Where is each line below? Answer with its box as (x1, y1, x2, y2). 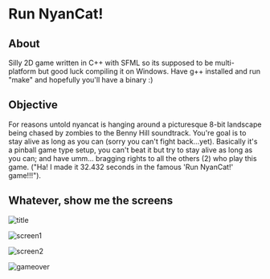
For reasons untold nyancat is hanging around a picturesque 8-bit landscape (8, 119, 262, 129)
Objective (8, 98, 59, 112)
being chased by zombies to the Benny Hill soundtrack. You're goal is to (8, 127, 247, 137)
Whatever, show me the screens (8, 194, 174, 208)
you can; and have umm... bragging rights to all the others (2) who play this (8, 153, 257, 163)
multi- (215, 58, 235, 67)
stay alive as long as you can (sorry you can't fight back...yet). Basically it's (8, 136, 258, 146)
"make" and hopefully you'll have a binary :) (8, 75, 153, 84)
